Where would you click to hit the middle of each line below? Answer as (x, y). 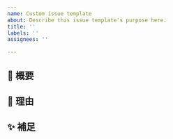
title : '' (22, 26)
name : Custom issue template (50, 14)
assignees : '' (28, 40)
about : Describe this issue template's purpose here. (87, 20)
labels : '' (23, 33)
